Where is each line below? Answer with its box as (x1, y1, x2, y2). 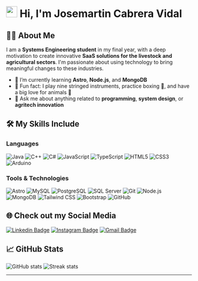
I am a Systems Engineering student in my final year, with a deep (6, 46, 166, 53)
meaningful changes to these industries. (6, 65, 104, 72)
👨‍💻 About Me (6, 30, 55, 41)
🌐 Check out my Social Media (6, 211, 117, 221)
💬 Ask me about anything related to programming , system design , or (14, 95, 184, 102)
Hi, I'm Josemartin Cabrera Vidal (19, 7, 183, 21)
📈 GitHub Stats (6, 244, 64, 254)
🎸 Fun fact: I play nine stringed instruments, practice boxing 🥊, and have (14, 82, 190, 90)
